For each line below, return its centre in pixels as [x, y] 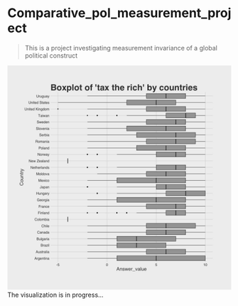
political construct [51, 56]
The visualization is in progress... [56, 295]
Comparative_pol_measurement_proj [119, 13]
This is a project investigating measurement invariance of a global [121, 48]
